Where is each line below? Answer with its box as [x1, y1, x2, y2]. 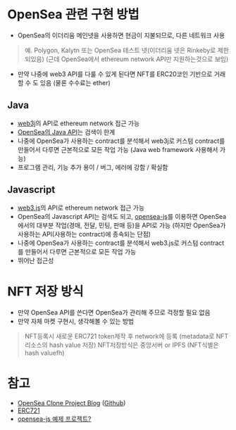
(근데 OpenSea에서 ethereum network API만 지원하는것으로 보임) [45, 54, 229, 63]
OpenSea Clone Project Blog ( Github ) [17, 399, 126, 407]
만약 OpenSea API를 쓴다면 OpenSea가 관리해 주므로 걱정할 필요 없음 [17, 308, 211, 317]
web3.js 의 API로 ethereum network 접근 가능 [17, 203, 145, 212]
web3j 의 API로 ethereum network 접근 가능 [17, 119, 140, 127]
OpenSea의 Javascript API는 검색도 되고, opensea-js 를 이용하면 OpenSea [17, 212, 227, 220]
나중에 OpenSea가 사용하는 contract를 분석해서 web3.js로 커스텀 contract [17, 239, 225, 247]
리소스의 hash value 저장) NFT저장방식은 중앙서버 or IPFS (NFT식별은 [24, 341, 219, 349]
